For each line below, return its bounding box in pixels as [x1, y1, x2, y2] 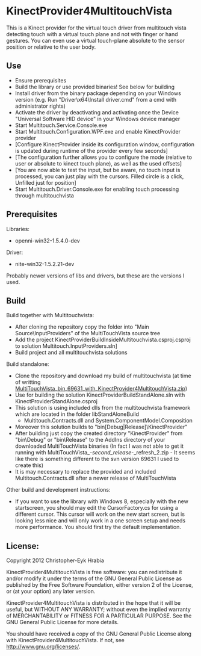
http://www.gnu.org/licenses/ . [6, 643, 81, 651]
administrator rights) [14, 102, 66, 110]
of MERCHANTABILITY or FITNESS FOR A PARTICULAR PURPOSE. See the [6, 612, 192, 619]
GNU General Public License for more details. [6, 619, 119, 626]
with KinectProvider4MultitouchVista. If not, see [6, 637, 125, 644]
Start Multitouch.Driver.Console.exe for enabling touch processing [14, 185, 179, 193]
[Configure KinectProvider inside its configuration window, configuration [14, 140, 194, 148]
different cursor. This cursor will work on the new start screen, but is [14, 510, 185, 518]
